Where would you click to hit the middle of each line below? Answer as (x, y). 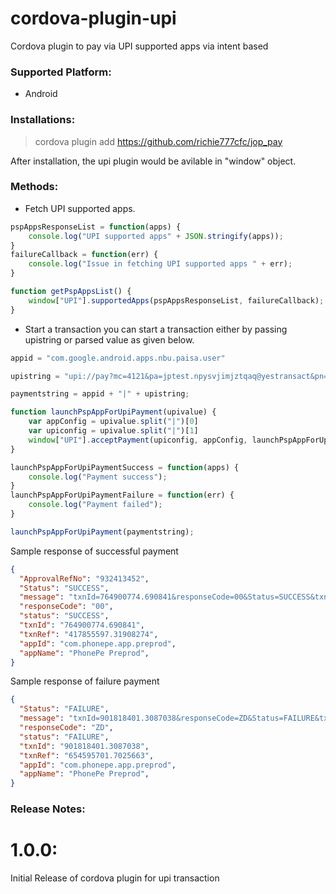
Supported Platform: (61, 72)
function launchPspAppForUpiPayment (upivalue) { (113, 412)
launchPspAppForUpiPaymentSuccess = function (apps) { (125, 467)
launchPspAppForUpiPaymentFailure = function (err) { (122, 495)
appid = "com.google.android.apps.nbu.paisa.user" (118, 358)
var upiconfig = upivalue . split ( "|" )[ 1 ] (113, 431)
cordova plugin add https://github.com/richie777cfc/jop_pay (158, 141)
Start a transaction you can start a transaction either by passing (156, 329)
